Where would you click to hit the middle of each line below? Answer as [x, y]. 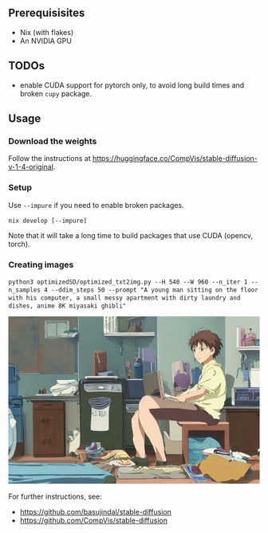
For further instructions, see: [55, 496]
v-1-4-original [31, 167]
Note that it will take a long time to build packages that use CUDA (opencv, [131, 235]
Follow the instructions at [49, 159]
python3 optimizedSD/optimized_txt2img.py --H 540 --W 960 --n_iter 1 [128, 282]
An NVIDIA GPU [45, 41]
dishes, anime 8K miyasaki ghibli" [67, 306]
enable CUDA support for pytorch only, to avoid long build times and [132, 85]
